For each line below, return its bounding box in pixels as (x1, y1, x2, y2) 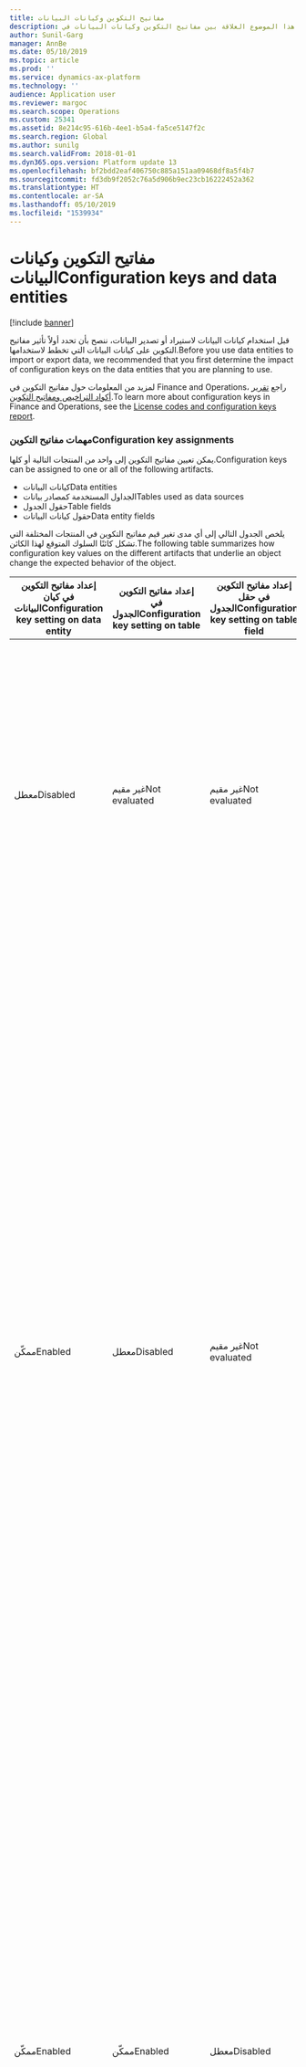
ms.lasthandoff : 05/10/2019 (9, 200, 117, 210)
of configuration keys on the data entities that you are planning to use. (9, 363, 273, 374)
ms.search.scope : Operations (9, 107, 120, 116)
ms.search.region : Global (9, 132, 107, 142)
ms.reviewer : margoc (9, 98, 88, 108)
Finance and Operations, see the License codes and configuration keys (9, 401, 277, 412)
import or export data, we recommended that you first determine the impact (9, 353, 294, 365)
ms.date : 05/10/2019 (9, 47, 88, 57)
